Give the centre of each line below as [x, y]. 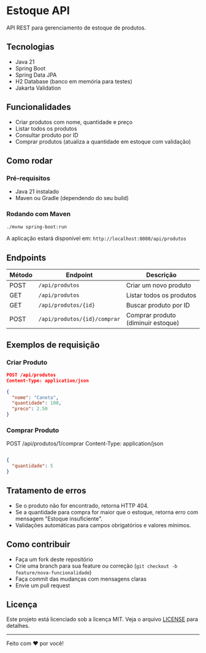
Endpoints [26, 257]
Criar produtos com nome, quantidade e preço [74, 122]
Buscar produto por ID [158, 306]
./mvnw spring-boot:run [37, 227]
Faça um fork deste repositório [54, 559]
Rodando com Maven [39, 214]
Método [21, 275]
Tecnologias [30, 47]
